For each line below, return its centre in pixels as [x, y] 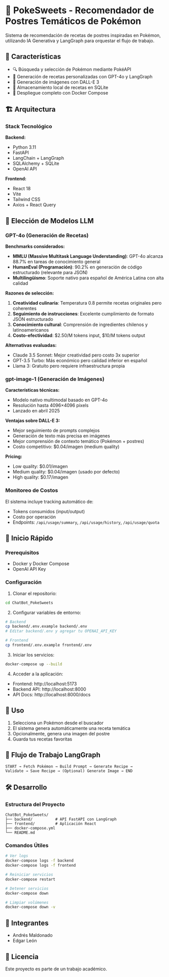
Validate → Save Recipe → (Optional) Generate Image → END [69, 771]
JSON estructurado [33, 319]
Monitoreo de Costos [32, 490]
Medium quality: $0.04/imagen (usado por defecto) [66, 472]
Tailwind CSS [26, 199]
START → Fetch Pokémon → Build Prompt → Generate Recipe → [69, 767]
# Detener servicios [27, 889]
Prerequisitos [22, 553]
